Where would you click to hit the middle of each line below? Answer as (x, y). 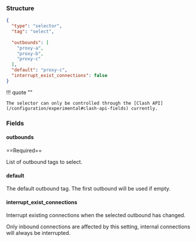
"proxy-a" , (30, 48)
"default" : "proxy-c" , (39, 70)
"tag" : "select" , (33, 32)
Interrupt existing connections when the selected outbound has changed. (96, 215)
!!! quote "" (19, 92)
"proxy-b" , (30, 54)
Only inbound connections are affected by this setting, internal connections (98, 227)
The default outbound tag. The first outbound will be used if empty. (88, 189)
